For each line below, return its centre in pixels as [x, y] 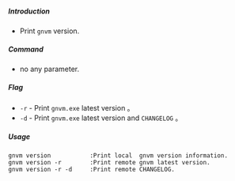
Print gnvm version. [49, 31]
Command [26, 49]
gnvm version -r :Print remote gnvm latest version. [110, 162]
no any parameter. [49, 69]
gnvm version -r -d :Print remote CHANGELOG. [92, 169]
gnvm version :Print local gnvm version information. [118, 155]
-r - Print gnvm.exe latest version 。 [77, 107]
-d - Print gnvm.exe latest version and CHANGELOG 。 [101, 118]
